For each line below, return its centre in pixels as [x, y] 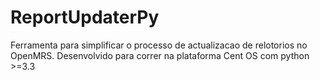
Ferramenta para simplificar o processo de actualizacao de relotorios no [159, 45]
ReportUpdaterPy [85, 17]
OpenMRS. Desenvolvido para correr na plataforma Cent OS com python [160, 55]
